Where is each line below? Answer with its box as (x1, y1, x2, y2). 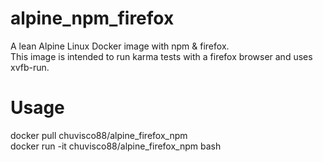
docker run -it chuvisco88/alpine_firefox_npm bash (10, 140, 222, 152)
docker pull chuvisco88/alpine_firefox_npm (10, 129, 188, 141)
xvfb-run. (10, 61, 50, 73)
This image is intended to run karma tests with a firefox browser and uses (10, 50, 313, 62)
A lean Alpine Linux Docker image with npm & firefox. (10, 40, 230, 52)
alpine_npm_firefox (10, 7, 175, 30)
